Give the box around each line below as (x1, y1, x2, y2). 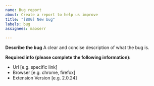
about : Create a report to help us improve (5, 12, 98, 17)
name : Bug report (5, 7, 42, 13)
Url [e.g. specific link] (12, 64, 58, 70)
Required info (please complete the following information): (5, 54, 131, 61)
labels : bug (5, 21, 30, 27)
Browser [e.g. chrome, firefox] (12, 69, 76, 76)
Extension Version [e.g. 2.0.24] (12, 75, 77, 81)
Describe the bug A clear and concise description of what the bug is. (5, 45, 149, 51)
